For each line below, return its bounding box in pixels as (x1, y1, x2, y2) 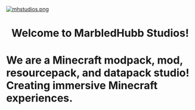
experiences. (6, 92, 73, 105)
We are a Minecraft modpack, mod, (6, 54, 183, 67)
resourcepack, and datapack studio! (6, 66, 190, 80)
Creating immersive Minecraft (6, 79, 158, 92)
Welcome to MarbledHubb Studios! (11, 27, 189, 40)
